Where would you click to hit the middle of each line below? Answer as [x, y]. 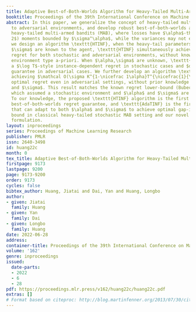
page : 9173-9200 [26, 175]
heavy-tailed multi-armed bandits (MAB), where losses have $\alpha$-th [101, 33]
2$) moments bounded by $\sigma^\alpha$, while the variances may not [99, 39]
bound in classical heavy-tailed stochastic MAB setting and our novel [100, 115]
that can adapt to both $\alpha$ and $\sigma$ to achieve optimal [94, 109]
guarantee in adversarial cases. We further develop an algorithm [94, 71]
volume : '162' [23, 251]
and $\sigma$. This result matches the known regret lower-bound [92, 88]
